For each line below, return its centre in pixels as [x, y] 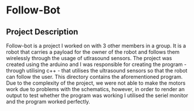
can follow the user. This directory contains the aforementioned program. [94, 77]
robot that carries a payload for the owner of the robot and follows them [93, 52]
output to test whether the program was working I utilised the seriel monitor [97, 95]
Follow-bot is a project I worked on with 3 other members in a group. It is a [96, 46]
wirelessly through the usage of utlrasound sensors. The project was [89, 58]
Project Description [42, 32]
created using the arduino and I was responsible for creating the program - [96, 64]
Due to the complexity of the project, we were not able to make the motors [96, 83]
